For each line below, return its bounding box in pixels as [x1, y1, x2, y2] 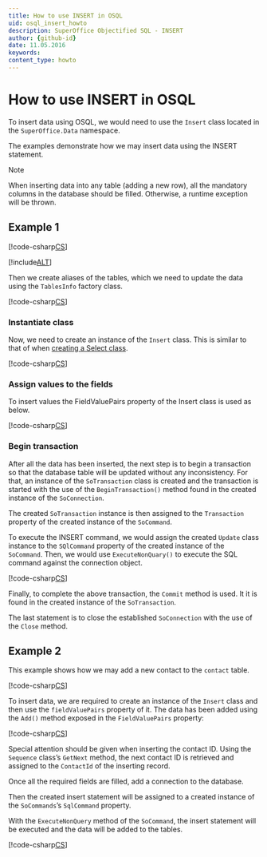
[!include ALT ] [8, 257, 53, 267]
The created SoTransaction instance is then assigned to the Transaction [8, 508, 245, 518]
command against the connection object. [8, 557, 143, 567]
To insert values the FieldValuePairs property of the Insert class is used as [8, 397, 252, 407]
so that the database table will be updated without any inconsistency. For [8, 467, 249, 477]
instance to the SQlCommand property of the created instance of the [8, 541, 225, 550]
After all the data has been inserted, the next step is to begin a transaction [8, 458, 252, 468]
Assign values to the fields [8, 379, 114, 390]
